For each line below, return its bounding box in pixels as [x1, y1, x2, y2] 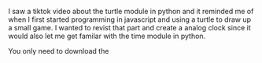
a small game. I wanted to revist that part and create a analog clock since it [8, 23, 251, 32]
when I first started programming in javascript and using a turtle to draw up [8, 15, 252, 24]
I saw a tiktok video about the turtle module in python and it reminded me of [8, 7, 254, 16]
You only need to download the [8, 47, 109, 55]
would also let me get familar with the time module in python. [8, 31, 206, 40]
